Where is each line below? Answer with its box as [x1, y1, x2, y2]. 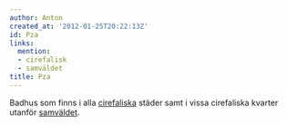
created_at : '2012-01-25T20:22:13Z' [9, 22, 149, 31]
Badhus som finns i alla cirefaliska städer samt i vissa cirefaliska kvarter [9, 97, 279, 108]
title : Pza [9, 73, 51, 82]
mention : [17, 47, 51, 56]
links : [9, 38, 35, 48]
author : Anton [9, 13, 64, 23]
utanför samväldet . [9, 106, 80, 118]
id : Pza [9, 30, 39, 39]
